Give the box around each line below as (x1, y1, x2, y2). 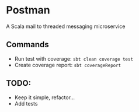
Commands (6, 40, 50, 50)
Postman (6, 3, 51, 17)
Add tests (14, 100, 38, 107)
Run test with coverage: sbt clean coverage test (14, 55, 133, 62)
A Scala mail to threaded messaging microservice (6, 23, 126, 30)
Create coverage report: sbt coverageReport (14, 61, 121, 68)
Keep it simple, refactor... (14, 94, 75, 101)
